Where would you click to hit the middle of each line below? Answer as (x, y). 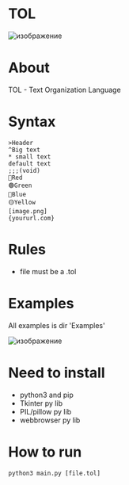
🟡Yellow (22, 202)
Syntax (32, 122)
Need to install (57, 372)
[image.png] (28, 211)
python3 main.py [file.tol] (55, 473)
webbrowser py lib (50, 420)
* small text (30, 157)
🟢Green (20, 185)
